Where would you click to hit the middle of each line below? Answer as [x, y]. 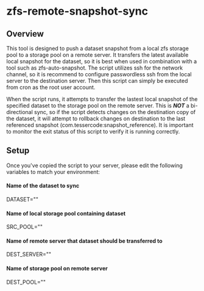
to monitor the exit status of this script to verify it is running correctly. [93, 131]
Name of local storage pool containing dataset [66, 213]
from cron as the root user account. [51, 87]
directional [20, 112]
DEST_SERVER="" [29, 254]
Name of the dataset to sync [43, 186]
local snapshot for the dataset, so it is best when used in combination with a [102, 61]
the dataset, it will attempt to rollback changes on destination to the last [96, 118]
